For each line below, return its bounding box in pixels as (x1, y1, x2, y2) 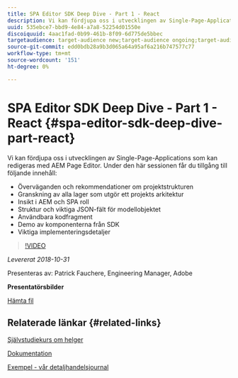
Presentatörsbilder (7, 282, 64, 291)
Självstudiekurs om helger (7, 335, 84, 344)
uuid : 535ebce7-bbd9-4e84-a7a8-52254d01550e (7, 23, 141, 30)
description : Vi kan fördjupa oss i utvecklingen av (7, 17, 166, 24)
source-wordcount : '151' (7, 57, 81, 64)
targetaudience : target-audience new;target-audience (7, 37, 170, 44)
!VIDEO (24, 241, 46, 250)
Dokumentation (7, 349, 52, 358)
